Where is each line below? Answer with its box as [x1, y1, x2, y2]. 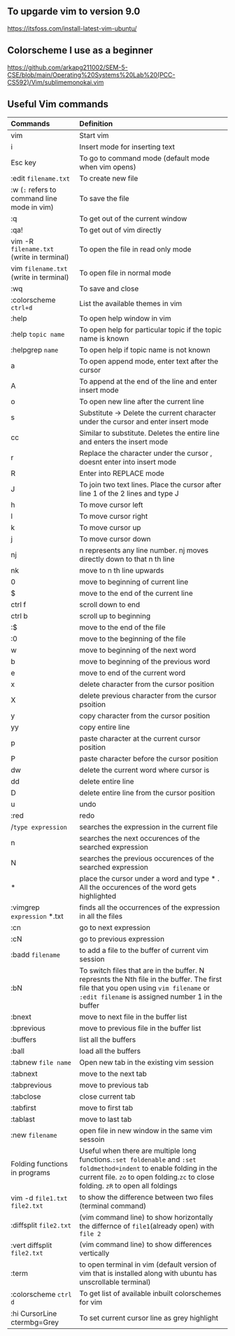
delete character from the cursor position [79, 679, 215, 689]
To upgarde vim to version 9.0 [7, 6, 141, 18]
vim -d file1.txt [10, 1193, 68, 1203]
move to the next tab [79, 1069, 147, 1079]
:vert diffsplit [10, 1241, 52, 1251]
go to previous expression [79, 934, 165, 944]
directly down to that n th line [79, 555, 175, 564]
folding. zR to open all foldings [79, 1181, 178, 1191]
